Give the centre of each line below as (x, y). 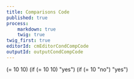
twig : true (31, 35)
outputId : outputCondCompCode (45, 52)
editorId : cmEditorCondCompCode (47, 47)
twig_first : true (28, 40)
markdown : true (37, 29)
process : (17, 23)
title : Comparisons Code (38, 12)
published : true (27, 18)
